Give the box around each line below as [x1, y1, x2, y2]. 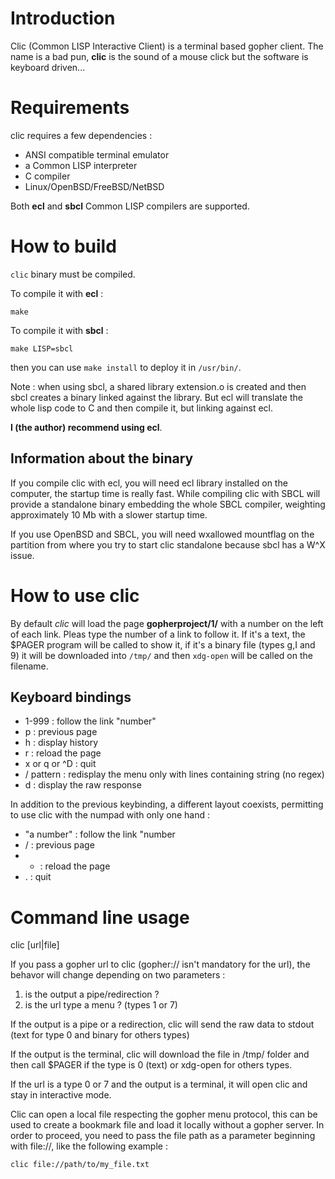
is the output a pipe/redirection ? [24, 988, 160, 1001]
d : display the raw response [24, 779, 142, 791]
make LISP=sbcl [10, 343, 74, 354]
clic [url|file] [10, 939, 60, 951]
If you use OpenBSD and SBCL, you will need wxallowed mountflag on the [10, 528, 315, 540]
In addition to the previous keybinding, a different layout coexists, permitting [10, 798, 324, 811]
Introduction [10, 7, 116, 30]
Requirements [10, 97, 130, 119]
